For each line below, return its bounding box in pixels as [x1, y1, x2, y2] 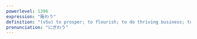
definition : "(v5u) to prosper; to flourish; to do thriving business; [6, 19, 185, 25]
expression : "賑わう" [6, 14, 56, 19]
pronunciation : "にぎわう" [6, 24, 69, 30]
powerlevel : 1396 [6, 8, 49, 14]
